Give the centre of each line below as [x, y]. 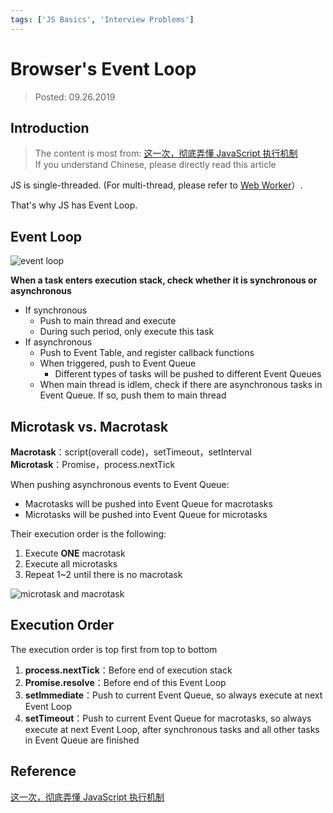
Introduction [50, 127]
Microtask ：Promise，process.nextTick [93, 464]
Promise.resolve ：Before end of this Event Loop [125, 682]
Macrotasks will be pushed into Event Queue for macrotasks [148, 504]
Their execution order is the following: [88, 534]
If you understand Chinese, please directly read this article [155, 165]
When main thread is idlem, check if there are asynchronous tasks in [181, 385]
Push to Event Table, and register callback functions [147, 353]
